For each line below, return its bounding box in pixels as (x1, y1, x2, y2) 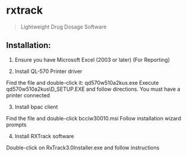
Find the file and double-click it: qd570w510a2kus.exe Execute (6, 79, 159, 86)
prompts (6, 121, 27, 128)
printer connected (6, 91, 50, 98)
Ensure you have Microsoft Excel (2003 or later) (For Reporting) (14, 56, 170, 63)
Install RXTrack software (14, 132, 75, 139)
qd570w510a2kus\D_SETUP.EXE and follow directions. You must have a (6, 85, 180, 93)
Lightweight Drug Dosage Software (20, 23, 107, 30)
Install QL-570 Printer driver (14, 68, 83, 75)
